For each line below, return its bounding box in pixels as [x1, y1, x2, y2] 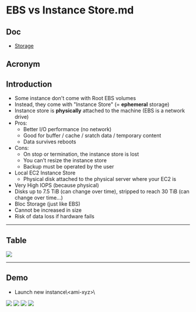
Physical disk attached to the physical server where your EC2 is [23, 176, 177, 183]
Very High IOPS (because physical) [14, 182, 99, 189]
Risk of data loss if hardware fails [14, 213, 94, 220]
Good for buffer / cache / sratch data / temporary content [23, 132, 162, 139]
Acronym [6, 59, 40, 69]
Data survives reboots [23, 138, 76, 145]
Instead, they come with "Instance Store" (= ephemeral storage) [14, 101, 170, 108]
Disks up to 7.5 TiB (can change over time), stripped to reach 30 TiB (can [14, 188, 190, 195]
